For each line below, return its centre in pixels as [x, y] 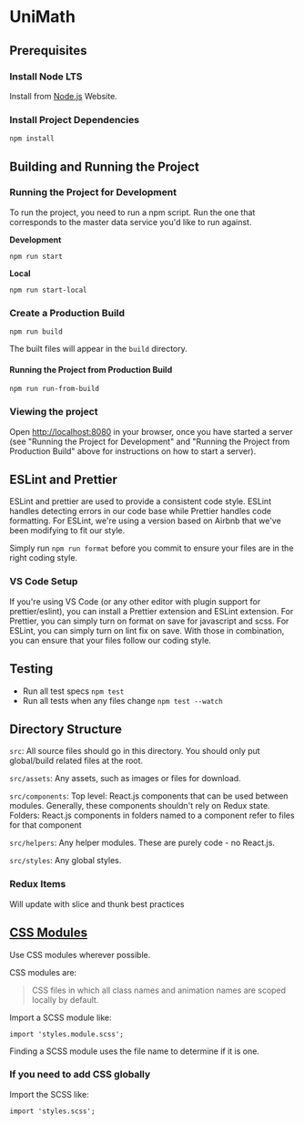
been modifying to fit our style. [67, 531]
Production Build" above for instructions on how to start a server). [133, 451]
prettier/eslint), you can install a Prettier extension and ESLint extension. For [152, 611]
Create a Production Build [67, 313]
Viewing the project [54, 412]
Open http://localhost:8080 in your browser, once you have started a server [151, 431]
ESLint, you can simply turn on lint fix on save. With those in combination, [147, 630]
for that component [46, 825]
